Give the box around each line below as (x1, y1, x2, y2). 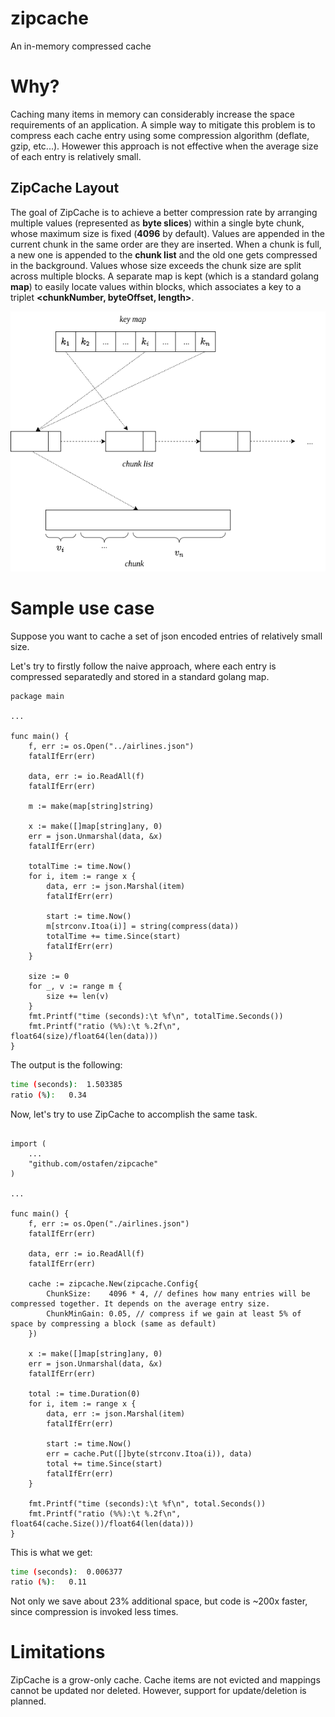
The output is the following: (10, 1058, 123, 1071)
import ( (10, 1138, 47, 1149)
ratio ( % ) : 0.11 (10, 1577, 87, 1587)
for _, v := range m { (28, 981, 123, 991)
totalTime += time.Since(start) (46, 931, 182, 941)
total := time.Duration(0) (28, 1388, 141, 1399)
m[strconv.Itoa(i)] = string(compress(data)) (46, 921, 240, 931)
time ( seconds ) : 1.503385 (10, 1079, 123, 1089)
